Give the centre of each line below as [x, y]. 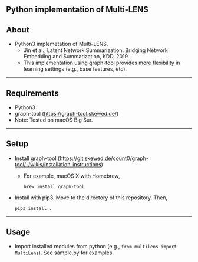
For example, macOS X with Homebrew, [72, 176]
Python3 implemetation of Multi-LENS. [61, 44]
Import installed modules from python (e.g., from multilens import [95, 246]
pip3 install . [33, 208]
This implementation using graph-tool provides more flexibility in [102, 63]
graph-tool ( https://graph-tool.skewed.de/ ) [67, 114]
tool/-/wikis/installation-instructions [58, 164]
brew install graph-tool [54, 186]
